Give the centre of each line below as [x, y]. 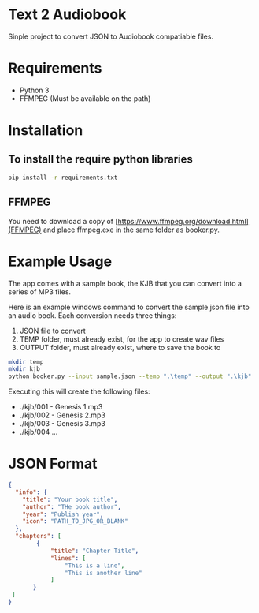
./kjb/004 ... [39, 432]
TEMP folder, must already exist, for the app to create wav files [122, 339]
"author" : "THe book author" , [72, 506]
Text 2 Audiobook [67, 15]
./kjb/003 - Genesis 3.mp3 [63, 424]
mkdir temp [26, 362]
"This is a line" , [94, 566]
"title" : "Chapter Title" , [94, 551]
